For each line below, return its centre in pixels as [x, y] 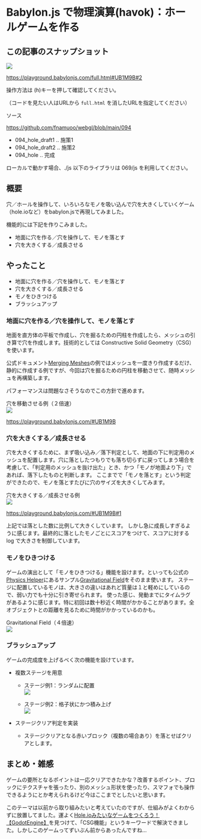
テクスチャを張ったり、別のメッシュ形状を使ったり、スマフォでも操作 [108, 787]
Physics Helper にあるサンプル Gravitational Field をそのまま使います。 [91, 579]
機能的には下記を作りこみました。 [48, 224]
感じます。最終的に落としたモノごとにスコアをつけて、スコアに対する [103, 533]
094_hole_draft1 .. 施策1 [44, 140]
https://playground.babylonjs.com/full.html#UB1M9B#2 [74, 78]
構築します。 [37, 378]
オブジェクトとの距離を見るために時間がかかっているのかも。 [82, 610]
